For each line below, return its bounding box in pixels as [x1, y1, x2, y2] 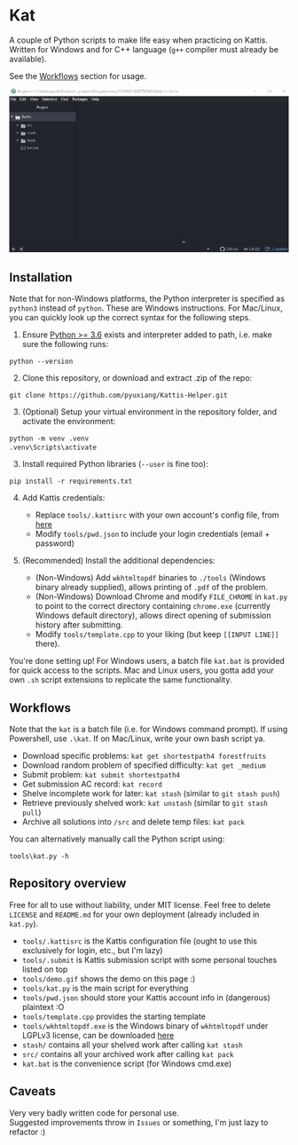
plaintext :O [21, 1001, 65, 1012]
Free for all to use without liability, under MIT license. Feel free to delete [9, 899, 271, 910]
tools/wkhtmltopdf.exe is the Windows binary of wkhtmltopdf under [21, 1020, 269, 1030]
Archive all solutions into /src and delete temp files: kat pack [21, 816, 246, 826]
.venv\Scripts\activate [9, 443, 98, 453]
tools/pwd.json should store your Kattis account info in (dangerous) [21, 991, 271, 1003]
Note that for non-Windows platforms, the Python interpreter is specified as [9, 294, 286, 304]
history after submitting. [35, 620, 123, 630]
